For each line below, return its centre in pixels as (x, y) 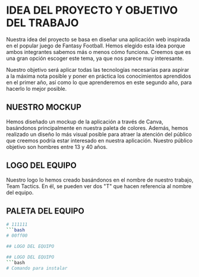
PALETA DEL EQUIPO (45, 211)
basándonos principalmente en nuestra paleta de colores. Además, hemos (97, 128)
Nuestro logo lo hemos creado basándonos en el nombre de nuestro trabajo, (100, 180)
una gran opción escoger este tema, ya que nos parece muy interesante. (95, 58)
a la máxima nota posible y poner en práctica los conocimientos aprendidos (99, 76)
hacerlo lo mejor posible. (37, 88)
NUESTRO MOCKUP (44, 107)
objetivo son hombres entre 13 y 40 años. (57, 147)
